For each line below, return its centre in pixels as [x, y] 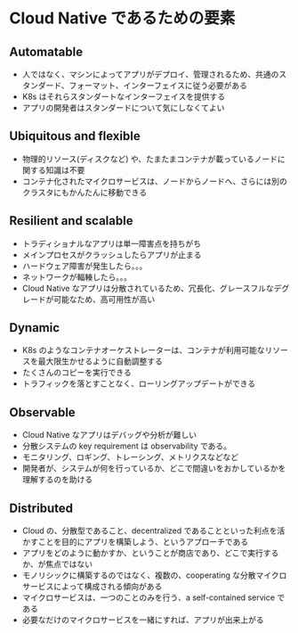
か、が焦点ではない [57, 564]
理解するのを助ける [57, 480]
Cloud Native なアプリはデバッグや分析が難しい [109, 435]
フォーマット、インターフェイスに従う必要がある [158, 85]
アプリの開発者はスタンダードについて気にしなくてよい [123, 107]
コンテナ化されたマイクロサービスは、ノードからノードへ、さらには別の [154, 181]
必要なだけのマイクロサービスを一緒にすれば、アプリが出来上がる [143, 620]
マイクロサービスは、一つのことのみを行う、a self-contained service [149, 597]
